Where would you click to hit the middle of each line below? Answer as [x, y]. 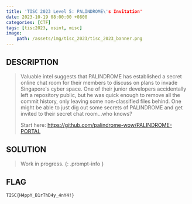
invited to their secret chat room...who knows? [76, 113]
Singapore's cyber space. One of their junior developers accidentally [103, 89]
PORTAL [30, 131]
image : [14, 33]
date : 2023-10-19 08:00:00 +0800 [47, 17]
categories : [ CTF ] [28, 22]
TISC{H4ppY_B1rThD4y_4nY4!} [40, 196]
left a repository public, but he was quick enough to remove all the [100, 95]
